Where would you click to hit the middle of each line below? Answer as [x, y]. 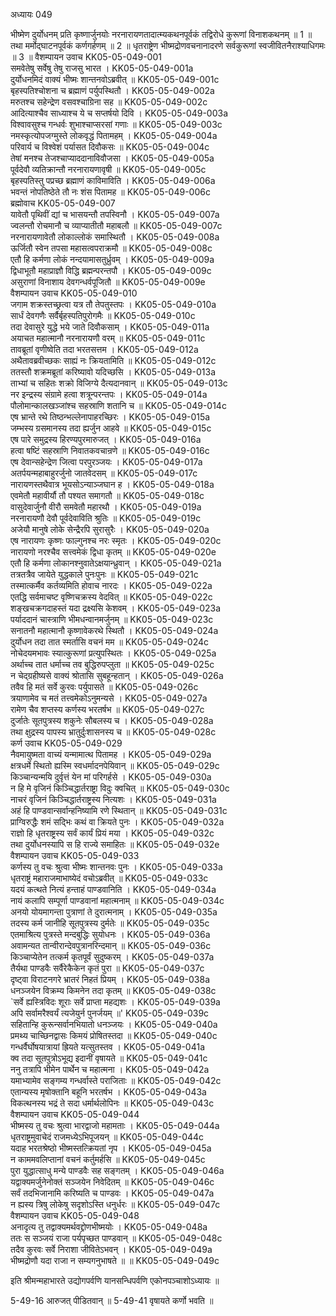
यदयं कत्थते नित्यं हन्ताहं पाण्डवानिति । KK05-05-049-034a [113, 889]
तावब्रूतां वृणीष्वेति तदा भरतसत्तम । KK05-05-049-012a [104, 349]
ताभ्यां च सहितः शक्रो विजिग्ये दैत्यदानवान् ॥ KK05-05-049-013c [119, 383]
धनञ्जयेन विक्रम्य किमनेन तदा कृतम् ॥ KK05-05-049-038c [113, 990]
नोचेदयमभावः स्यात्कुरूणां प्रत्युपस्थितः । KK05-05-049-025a [113, 653]
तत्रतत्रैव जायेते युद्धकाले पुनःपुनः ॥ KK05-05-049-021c [104, 574]
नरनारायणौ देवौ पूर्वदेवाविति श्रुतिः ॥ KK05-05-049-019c [106, 518]
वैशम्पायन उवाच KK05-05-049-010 [74, 293]
